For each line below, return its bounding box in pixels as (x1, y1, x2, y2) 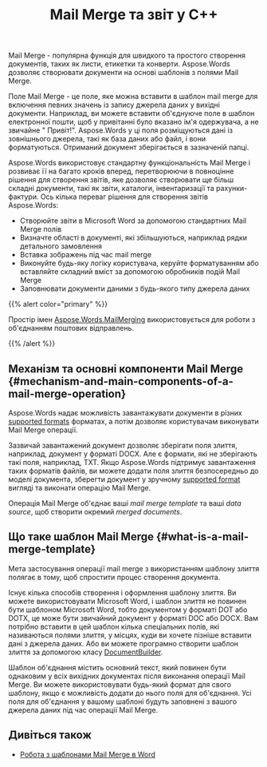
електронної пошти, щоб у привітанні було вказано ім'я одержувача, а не (8, 117, 259, 127)
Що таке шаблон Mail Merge (8, 530, 154, 544)
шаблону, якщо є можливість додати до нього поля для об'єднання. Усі (8, 688, 252, 697)
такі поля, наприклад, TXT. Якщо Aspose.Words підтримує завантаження (8, 458, 257, 467)
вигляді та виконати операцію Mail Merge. (8, 483, 151, 492)
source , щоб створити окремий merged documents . (8, 507, 183, 516)
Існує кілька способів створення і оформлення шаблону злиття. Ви (8, 587, 237, 597)
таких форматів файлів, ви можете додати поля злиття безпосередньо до (8, 466, 259, 475)
